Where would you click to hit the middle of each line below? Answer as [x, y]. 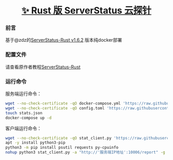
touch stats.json [24, 113]
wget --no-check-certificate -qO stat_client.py [58, 138]
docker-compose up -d [29, 118]
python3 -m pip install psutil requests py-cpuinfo [62, 148]
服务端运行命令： [23, 94]
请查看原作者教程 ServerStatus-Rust [43, 67]
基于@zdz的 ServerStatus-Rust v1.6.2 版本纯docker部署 [64, 40]
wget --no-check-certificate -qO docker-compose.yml [63, 103]
